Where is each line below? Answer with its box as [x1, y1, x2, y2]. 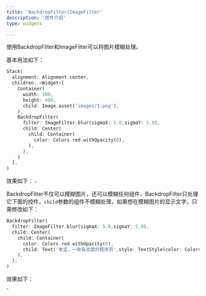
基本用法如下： [6, 56, 44, 64]
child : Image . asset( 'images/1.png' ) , [22, 102, 120, 109]
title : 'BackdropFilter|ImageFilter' [6, 9, 103, 15]
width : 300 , [22, 91, 53, 97]
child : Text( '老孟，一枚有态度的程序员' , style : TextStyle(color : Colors [22, 246, 201, 252]
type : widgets [6, 20, 43, 26]
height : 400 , [22, 97, 56, 103]
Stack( [6, 69, 23, 75]
